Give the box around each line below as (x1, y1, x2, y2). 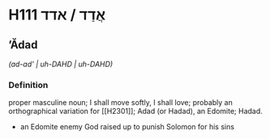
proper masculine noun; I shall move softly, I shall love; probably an (8, 98, 233, 107)
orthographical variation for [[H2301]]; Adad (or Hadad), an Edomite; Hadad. (8, 107, 264, 116)
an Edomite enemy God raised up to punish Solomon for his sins (19, 122, 235, 132)
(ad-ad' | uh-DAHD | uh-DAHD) (8, 59, 114, 69)
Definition (8, 79, 49, 91)
